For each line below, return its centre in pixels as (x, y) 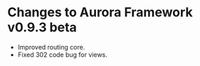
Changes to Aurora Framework (100, 12)
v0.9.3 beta (42, 27)
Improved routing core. (51, 47)
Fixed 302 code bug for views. (63, 55)
